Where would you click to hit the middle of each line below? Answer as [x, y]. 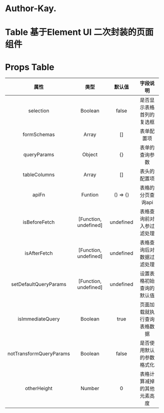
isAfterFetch [39, 253]
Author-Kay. [31, 9]
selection [39, 111]
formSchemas [39, 134]
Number [90, 389]
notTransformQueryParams [39, 354]
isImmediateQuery [39, 319]
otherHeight [39, 389]
